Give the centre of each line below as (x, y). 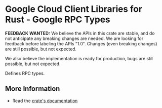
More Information (33, 89)
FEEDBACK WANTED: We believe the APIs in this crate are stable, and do (80, 33)
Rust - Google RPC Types (58, 19)
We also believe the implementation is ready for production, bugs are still (79, 58)
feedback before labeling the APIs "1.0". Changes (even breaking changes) (81, 43)
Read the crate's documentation (45, 101)
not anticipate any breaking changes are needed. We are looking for (74, 38)
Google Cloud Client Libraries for (74, 9)
